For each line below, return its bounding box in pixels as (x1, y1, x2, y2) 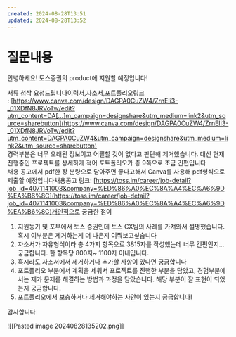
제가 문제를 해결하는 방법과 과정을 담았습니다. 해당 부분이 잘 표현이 (30, 275, 213, 284)
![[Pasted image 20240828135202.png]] (7, 322, 124, 331)
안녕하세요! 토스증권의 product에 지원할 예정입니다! (7, 74, 148, 82)
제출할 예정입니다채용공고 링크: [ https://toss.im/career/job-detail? (7, 177, 192, 185)
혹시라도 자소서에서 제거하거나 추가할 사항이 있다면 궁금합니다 (17, 257, 188, 266)
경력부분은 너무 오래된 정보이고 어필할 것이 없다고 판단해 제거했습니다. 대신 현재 (7, 150, 225, 158)
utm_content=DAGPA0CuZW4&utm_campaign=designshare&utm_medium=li (7, 134, 228, 143)
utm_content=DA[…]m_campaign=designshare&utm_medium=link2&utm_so (7, 112, 226, 120)
